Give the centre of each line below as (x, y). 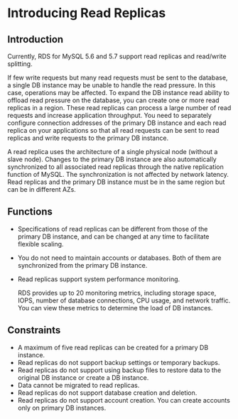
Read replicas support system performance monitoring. (99, 279)
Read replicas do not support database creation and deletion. (107, 393)
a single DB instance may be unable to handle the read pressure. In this (112, 85)
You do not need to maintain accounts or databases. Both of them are (119, 258)
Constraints (34, 331)
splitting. (20, 64)
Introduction (36, 39)
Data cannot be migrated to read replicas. (79, 385)
